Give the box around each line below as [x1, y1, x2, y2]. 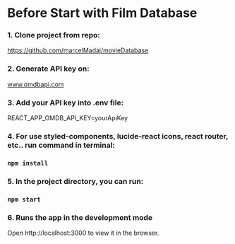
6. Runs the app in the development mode [7, 212, 153, 222]
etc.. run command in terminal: [7, 140, 115, 150]
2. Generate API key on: [7, 64, 90, 74]
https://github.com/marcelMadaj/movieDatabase [7, 46, 149, 54]
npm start [7, 195, 41, 203]
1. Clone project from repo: [7, 30, 100, 40]
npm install [7, 159, 49, 167]
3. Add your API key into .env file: [7, 98, 124, 108]
